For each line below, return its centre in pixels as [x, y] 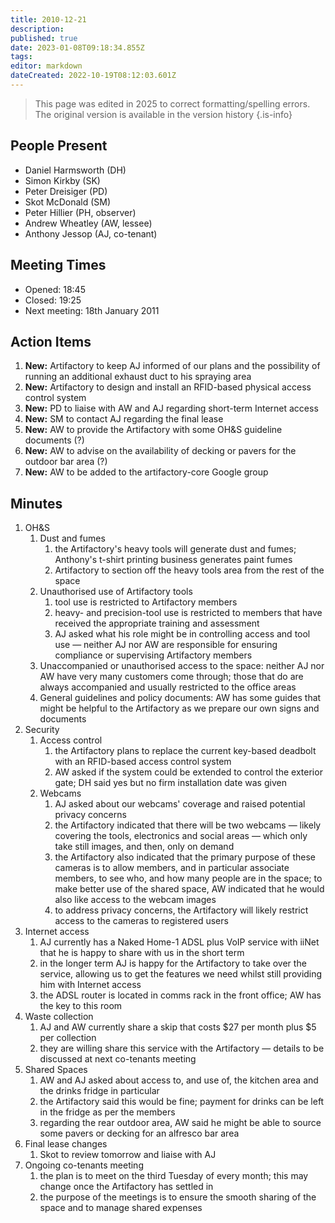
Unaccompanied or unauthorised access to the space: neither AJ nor [182, 666]
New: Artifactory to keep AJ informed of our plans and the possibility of [172, 366]
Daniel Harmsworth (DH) [75, 170]
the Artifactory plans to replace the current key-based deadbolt [185, 751]
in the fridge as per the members [107, 1112]
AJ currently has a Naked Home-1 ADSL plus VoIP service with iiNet [179, 942]
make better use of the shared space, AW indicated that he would [189, 889]
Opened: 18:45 [55, 289]
